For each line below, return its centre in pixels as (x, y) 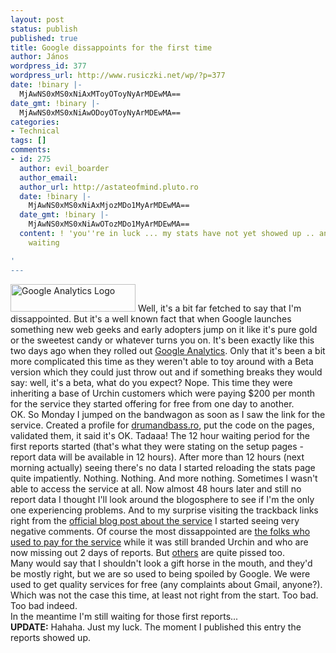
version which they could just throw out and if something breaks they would (166, 372)
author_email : (48, 177)
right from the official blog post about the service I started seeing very (155, 520)
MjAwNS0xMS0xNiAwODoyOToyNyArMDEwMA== (100, 112)
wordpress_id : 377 (48, 66)
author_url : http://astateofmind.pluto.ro (109, 187)
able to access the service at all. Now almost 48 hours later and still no (156, 488)
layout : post (37, 19)
